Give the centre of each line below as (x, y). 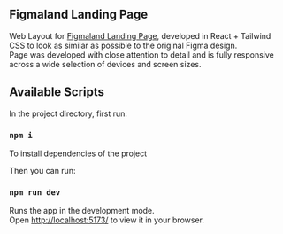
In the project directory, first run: (69, 113)
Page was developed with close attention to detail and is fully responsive (141, 55)
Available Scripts (57, 92)
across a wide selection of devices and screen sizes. (105, 64)
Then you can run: (42, 170)
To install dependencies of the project (78, 153)
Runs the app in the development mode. (82, 211)
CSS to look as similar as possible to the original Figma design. (123, 45)
